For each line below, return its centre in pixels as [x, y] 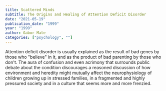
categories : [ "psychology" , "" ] [39, 38]
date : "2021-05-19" [25, 19]
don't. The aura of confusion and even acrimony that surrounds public [77, 62]
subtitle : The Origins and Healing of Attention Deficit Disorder [76, 14]
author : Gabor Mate [25, 33]
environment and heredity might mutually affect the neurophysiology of [78, 73]
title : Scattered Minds [30, 10]
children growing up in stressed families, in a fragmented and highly [75, 78]
